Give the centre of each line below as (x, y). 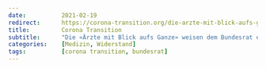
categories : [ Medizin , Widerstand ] (72, 45)
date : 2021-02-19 (53, 15)
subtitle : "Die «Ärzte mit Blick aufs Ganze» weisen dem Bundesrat (131, 37)
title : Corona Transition (65, 30)
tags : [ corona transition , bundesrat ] (88, 52)
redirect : (25, 23)
